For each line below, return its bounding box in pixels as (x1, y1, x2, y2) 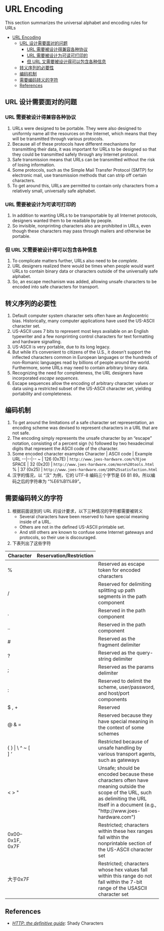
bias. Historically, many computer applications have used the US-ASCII (12, 318, 155, 324)
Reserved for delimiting (98, 580, 152, 587)
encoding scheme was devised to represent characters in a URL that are (12, 425, 158, 430)
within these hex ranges (98, 828, 153, 834)
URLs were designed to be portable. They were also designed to (12, 125, 142, 131)
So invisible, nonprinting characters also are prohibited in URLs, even (12, 223, 151, 228)
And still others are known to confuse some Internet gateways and (19, 529, 153, 535)
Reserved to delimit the (98, 678, 151, 684)
